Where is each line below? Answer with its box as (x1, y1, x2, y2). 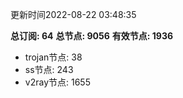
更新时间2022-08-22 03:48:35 (10, 9, 137, 20)
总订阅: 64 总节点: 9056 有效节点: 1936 (10, 30, 174, 42)
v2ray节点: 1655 (24, 76, 91, 88)
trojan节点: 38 (24, 51, 83, 63)
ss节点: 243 (24, 64, 74, 75)
